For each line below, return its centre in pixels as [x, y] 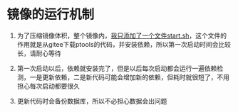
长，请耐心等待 [39, 53]
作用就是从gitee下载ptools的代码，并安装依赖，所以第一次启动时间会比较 [124, 44]
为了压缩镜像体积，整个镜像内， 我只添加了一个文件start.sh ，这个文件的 [122, 35]
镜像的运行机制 [51, 15]
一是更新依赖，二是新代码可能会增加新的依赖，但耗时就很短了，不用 [129, 77]
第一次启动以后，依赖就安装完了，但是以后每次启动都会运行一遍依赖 [117, 68]
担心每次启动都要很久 [48, 86]
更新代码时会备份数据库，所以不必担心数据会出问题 [92, 101]
